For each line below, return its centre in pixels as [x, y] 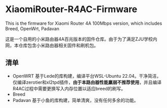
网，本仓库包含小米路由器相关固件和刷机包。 [52, 45]
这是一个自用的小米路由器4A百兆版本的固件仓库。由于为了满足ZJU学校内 [81, 39]
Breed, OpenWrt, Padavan [32, 28]
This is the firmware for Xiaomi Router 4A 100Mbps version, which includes [84, 23]
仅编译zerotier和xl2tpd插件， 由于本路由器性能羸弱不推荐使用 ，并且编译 [87, 82]
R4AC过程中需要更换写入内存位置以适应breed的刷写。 [69, 88]
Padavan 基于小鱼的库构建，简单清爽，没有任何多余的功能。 [75, 100]
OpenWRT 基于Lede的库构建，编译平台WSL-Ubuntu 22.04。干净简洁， [87, 76]
